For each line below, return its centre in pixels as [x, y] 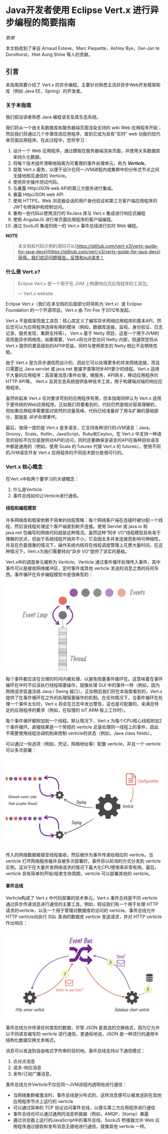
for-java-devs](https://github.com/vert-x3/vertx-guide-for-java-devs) [89, 252]
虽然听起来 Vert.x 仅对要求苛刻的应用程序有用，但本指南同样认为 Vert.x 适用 [84, 398]
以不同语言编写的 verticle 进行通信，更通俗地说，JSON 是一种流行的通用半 [82, 1033]
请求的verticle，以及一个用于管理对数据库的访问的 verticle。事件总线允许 [81, 910]
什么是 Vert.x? [23, 271]
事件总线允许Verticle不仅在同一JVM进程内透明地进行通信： [66, 1084]
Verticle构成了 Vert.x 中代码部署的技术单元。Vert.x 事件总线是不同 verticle [82, 898]
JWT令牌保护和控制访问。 [40, 207]
